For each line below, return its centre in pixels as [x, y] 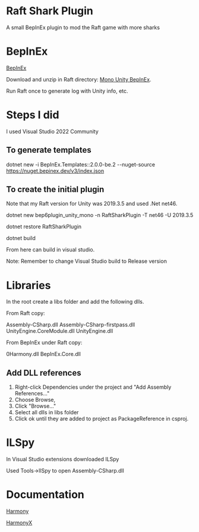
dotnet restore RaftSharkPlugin [44, 226]
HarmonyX [19, 523]
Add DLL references [44, 373]
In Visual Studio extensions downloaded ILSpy [63, 459]
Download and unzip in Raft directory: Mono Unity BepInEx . [79, 79]
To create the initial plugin [55, 189]
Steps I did [33, 115]
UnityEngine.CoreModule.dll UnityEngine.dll [60, 331]
